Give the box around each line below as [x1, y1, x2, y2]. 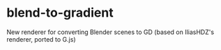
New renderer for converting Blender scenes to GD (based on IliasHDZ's [6, 28, 214, 36]
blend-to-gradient [6, 5, 114, 21]
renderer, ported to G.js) [6, 35, 76, 43]
